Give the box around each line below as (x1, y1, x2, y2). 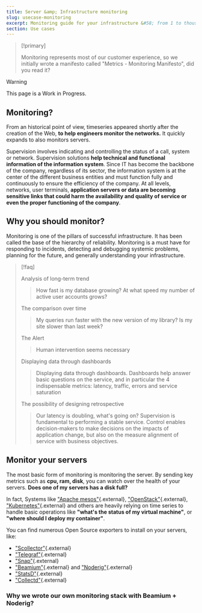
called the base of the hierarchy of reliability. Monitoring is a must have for (6, 238, 191, 246)
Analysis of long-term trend (20, 275, 90, 282)
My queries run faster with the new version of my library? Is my (35, 316, 193, 323)
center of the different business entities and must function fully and (6, 173, 173, 181)
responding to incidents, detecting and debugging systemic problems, (6, 245, 180, 252)
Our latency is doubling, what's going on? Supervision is (35, 412, 176, 419)
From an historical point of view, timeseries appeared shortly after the (6, 123, 179, 131)
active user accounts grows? (35, 293, 108, 300)
